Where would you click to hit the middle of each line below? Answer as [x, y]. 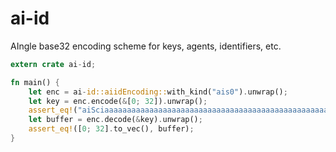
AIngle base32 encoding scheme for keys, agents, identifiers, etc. [146, 46]
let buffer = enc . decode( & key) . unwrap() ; [115, 120]
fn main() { [35, 82]
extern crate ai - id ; [53, 64]
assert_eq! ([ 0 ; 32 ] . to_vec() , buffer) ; [111, 129]
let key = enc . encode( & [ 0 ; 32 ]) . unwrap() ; [118, 101]
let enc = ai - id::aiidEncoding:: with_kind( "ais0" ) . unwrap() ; [158, 92]
